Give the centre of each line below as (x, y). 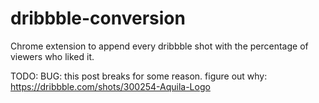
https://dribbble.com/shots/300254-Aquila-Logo (110, 86)
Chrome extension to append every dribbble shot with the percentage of (159, 46)
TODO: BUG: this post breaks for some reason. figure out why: (139, 76)
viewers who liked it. (52, 56)
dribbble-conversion (98, 18)
